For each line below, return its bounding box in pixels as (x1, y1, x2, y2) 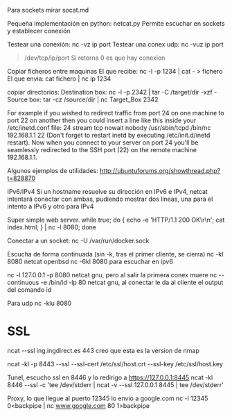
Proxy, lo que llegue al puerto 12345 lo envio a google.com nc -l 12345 (7, 394, 208, 402)
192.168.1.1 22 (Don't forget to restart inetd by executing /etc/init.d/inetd (7, 131, 211, 139)
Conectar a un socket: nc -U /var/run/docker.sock (7, 236, 150, 245)
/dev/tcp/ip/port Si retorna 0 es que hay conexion (24, 54, 166, 62)
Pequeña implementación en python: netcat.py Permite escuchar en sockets (7, 19, 225, 27)
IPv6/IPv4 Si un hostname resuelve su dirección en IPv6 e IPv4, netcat (7, 188, 208, 195)
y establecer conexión (7, 27, 71, 35)
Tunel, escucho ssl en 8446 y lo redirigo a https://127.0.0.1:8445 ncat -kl (7, 373, 213, 382)
